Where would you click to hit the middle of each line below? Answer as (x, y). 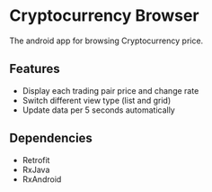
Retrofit (36, 160)
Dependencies (51, 138)
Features (35, 69)
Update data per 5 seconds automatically (98, 110)
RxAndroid (42, 179)
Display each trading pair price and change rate (110, 90)
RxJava (36, 169)
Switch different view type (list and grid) (97, 100)
